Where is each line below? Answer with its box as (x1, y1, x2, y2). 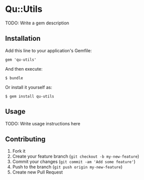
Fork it (12, 148, 26, 154)
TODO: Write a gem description (5, 20, 70, 26)
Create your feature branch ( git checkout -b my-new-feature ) (12, 153, 140, 160)
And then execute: (5, 66, 43, 72)
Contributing (5, 135, 46, 143)
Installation (5, 34, 41, 43)
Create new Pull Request (12, 169, 63, 175)
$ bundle (5, 76, 23, 81)
